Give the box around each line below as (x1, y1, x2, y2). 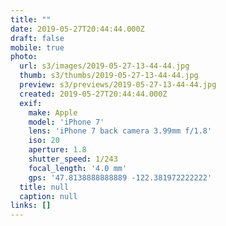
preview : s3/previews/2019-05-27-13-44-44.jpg (19, 80, 217, 90)
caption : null (19, 191, 78, 201)
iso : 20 (28, 136, 60, 146)
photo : (10, 52, 38, 62)
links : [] (10, 201, 52, 211)
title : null (19, 182, 70, 192)
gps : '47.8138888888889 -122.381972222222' (28, 172, 213, 183)
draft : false (10, 33, 65, 43)
